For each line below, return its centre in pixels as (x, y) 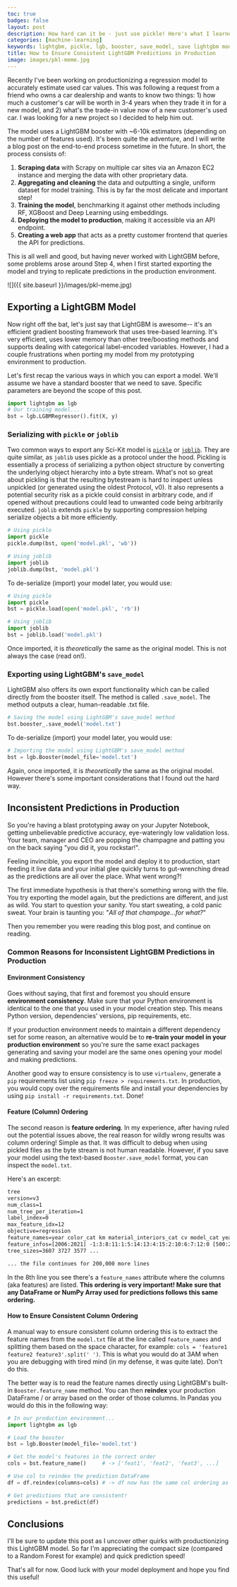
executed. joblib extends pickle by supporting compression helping (107, 510)
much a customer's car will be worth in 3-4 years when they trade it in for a (117, 102)
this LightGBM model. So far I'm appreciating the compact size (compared (115, 1549)
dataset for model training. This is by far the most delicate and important (123, 190)
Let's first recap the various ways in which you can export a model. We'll (113, 375)
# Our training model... (44, 410)
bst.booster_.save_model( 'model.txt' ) (64, 724)
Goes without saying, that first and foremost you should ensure (99, 993)
